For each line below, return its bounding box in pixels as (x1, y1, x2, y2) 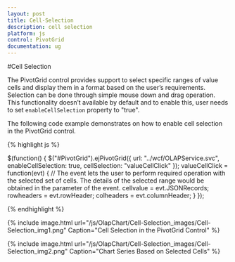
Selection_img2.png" (7, 247, 68, 255)
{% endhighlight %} (7, 205, 65, 213)
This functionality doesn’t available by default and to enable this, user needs (7, 98, 229, 106)
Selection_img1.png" (7, 226, 67, 234)
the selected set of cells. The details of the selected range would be (7, 176, 205, 185)
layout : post (7, 10, 46, 18)
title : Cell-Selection (7, 17, 74, 24)
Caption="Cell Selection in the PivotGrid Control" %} (68, 226, 220, 234)
